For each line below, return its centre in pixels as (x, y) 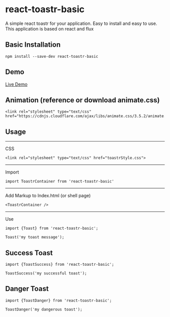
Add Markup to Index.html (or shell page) (48, 196)
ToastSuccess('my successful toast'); (46, 273)
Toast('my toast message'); (35, 237)
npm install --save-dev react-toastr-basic (52, 56)
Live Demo (16, 84)
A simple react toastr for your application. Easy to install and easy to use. (81, 23)
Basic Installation (33, 45)
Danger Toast (27, 289)
